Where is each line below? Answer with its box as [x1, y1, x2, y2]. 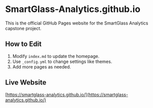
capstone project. [5, 25, 41, 31]
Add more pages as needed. [12, 63, 71, 69]
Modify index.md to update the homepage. [12, 53, 100, 59]
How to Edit [5, 40, 41, 48]
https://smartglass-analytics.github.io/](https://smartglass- [6, 91, 128, 97]
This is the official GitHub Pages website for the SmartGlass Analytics [5, 20, 148, 26]
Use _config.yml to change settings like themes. [12, 58, 112, 64]
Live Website [5, 78, 46, 87]
